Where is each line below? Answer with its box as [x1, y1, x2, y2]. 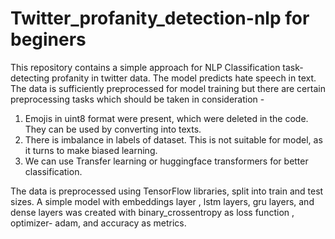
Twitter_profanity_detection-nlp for [10, 7, 310, 30]
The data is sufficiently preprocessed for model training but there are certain [10, 82, 326, 94]
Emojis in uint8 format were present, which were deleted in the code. [24, 112, 309, 124]
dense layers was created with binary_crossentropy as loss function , [10, 206, 295, 218]
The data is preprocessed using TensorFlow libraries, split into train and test [10, 185, 324, 197]
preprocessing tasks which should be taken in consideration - [10, 93, 265, 105]
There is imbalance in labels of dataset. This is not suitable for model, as [24, 133, 323, 146]
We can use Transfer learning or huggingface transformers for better [24, 155, 309, 167]
